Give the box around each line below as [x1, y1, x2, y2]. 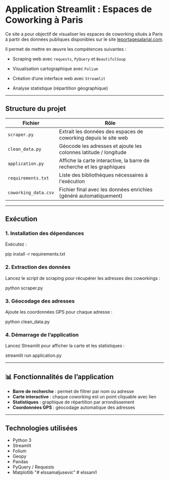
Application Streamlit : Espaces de [5, 4, 152, 15]
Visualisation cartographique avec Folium [12, 66, 98, 72]
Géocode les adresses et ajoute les [59, 142, 142, 149]
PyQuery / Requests [12, 464, 54, 470]
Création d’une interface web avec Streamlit [12, 75, 106, 81]
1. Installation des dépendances [5, 230, 84, 237]
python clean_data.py [5, 319, 50, 325]
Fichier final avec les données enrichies [59, 186, 153, 193]
